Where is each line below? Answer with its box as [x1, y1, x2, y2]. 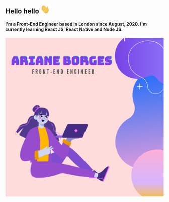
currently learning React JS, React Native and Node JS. [5, 26, 123, 32]
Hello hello [5, 7, 39, 16]
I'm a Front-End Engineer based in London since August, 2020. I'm [5, 21, 147, 27]
